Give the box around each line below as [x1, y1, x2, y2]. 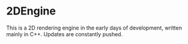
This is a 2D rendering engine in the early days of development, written [6, 24, 182, 31]
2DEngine [6, 4, 56, 18]
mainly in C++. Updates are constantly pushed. [6, 30, 123, 37]
